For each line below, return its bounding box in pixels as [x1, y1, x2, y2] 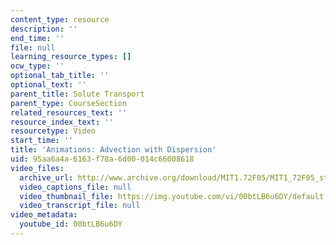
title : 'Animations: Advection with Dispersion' [10, 145, 217, 155]
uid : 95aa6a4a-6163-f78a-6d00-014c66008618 [10, 154, 195, 164]
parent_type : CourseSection [10, 98, 128, 108]
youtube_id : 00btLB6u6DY [19, 219, 123, 230]
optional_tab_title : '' [10, 71, 110, 81]
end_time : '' [10, 33, 65, 43]
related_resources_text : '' [10, 107, 128, 118]
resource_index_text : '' [10, 117, 114, 127]
